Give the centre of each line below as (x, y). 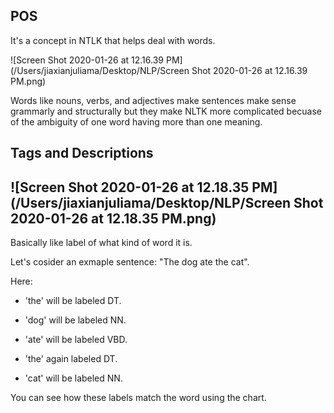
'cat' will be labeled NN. (73, 378)
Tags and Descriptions (82, 153)
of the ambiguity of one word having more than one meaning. (136, 121)
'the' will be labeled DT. (73, 301)
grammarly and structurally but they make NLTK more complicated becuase (166, 111)
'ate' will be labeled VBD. (76, 340)
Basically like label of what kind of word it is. (101, 243)
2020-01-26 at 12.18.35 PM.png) (113, 218)
